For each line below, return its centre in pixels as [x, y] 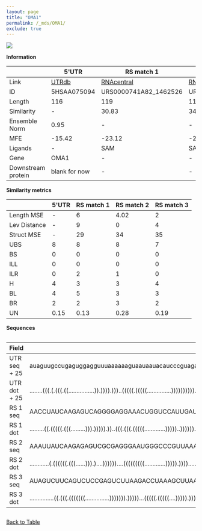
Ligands [20, 148]
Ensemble [23, 121]
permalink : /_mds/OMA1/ [36, 23]
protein [19, 175]
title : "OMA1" [24, 17]
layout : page [23, 12]
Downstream [27, 168]
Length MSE [26, 216]
